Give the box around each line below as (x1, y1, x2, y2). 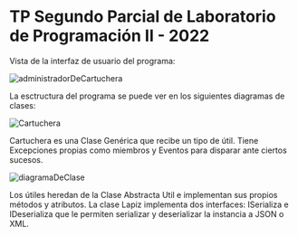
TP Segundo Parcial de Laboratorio (9, 6, 276, 27)
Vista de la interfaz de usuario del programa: (9, 55, 176, 66)
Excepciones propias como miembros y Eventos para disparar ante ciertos (9, 145, 287, 156)
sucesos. (9, 154, 43, 165)
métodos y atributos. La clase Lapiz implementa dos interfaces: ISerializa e (9, 199, 289, 210)
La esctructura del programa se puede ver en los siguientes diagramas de (9, 90, 285, 101)
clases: (9, 99, 36, 110)
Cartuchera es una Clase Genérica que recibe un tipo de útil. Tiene (9, 135, 259, 146)
